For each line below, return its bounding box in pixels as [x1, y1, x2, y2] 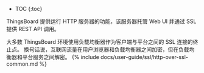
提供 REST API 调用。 [6, 26, 60, 32]
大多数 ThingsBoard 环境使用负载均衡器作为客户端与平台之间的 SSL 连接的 [6, 38, 193, 45]
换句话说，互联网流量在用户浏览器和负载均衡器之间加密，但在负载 [23, 46, 189, 53]
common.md [6, 60, 38, 68]
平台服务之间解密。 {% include [22, 54, 99, 60]
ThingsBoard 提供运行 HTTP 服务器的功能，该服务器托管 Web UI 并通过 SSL [6, 18, 197, 25]
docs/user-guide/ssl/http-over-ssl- [100, 54, 189, 60]
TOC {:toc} [15, 5, 43, 12]
